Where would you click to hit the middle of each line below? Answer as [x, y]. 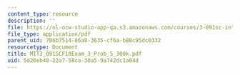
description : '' [31, 21]
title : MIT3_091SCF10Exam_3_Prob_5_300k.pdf [75, 54]
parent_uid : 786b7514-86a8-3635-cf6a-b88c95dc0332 [84, 41]
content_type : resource [43, 14]
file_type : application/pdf [49, 34]
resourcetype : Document [43, 47]
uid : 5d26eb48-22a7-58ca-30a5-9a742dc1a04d [73, 61]
